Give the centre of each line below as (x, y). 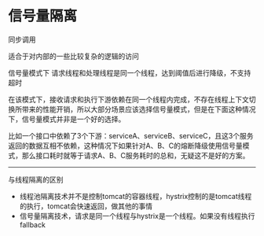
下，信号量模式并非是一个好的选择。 (67, 119)
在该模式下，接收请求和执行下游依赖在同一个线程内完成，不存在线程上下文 (128, 99)
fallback (32, 224)
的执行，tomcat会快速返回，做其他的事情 (86, 206)
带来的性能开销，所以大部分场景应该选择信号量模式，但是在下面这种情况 (139, 109)
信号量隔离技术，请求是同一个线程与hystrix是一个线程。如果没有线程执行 (137, 216)
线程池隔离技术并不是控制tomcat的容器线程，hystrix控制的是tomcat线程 (136, 196)
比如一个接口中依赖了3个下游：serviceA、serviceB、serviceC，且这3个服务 (131, 135)
